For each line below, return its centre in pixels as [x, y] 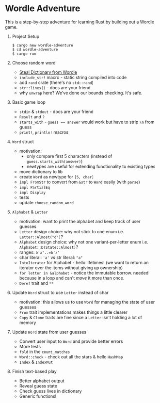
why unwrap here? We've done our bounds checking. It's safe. [81, 93]
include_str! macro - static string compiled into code [73, 77]
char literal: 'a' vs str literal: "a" [51, 257]
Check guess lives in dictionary [50, 391]
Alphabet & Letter [30, 212]
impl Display [32, 193]
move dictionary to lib [41, 171]
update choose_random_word [47, 202]
